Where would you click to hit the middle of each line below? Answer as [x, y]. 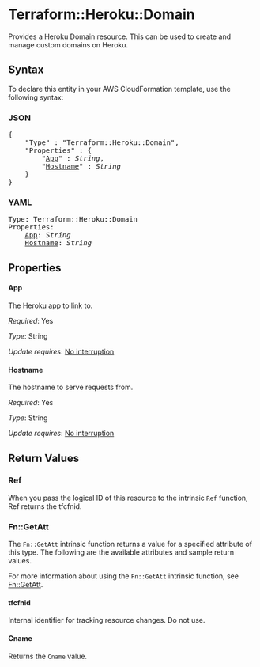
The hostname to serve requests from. [71, 387]
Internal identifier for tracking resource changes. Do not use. [107, 620]
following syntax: [36, 97]
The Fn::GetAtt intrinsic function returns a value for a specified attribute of [130, 544]
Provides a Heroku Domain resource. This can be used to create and [120, 36]
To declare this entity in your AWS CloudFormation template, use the [119, 89]
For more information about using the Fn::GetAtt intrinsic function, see [124, 576]
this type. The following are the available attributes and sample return [121, 552]
